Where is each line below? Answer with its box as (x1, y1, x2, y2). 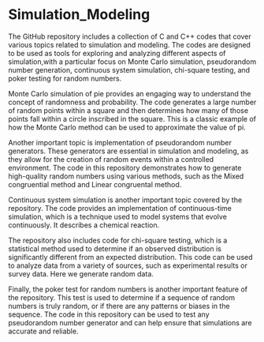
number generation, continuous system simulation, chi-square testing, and (8, 65, 251, 74)
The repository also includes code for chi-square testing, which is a (8, 235, 228, 245)
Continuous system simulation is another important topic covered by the (8, 195, 243, 205)
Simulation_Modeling (8, 6, 151, 24)
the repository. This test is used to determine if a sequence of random (8, 292, 236, 302)
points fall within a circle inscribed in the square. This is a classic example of (8, 114, 257, 123)
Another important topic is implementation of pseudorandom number (8, 137, 232, 147)
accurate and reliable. (8, 326, 79, 336)
